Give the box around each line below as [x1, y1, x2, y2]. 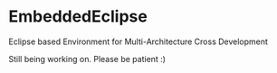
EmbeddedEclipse [8, 6, 148, 27]
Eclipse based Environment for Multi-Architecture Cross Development [8, 36, 269, 47]
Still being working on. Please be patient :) [8, 53, 167, 64]
